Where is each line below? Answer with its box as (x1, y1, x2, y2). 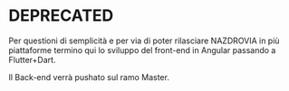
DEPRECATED (8, 5, 114, 26)
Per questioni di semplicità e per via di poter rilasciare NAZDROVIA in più (8, 35, 280, 46)
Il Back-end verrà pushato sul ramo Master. (8, 71, 169, 82)
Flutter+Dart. (8, 54, 56, 65)
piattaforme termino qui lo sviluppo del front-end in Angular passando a (8, 44, 276, 55)
